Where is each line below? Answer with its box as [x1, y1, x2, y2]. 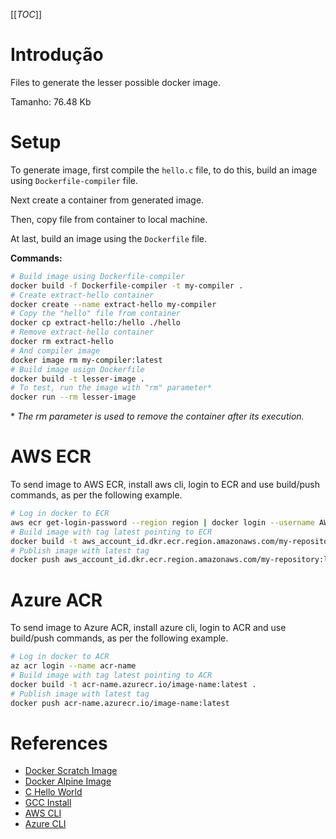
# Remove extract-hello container [10, 327, 155, 338]
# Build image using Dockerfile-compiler [10, 271, 186, 281]
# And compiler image [10, 345, 101, 356]
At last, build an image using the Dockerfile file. [10, 232, 208, 244]
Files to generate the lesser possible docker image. [10, 76, 222, 88]
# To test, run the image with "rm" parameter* [10, 383, 213, 393]
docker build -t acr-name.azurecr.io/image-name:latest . [10, 679, 257, 689]
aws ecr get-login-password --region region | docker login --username [10, 517, 315, 528]
